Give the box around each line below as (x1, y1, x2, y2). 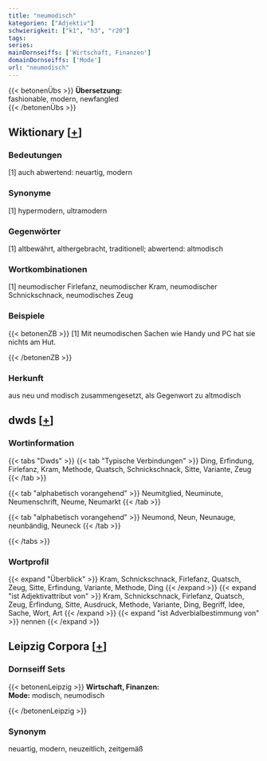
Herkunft (8, 372, 44, 383)
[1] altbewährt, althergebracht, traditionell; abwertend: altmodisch (8, 244, 223, 254)
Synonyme (8, 188, 52, 199)
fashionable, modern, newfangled (8, 93, 120, 104)
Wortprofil (8, 556, 49, 567)
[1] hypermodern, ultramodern (8, 205, 108, 216)
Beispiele (8, 311, 45, 322)
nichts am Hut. (8, 337, 57, 347)
